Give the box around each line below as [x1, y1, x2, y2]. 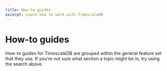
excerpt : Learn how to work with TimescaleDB [5, 12, 103, 17]
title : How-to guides [5, 7, 51, 13]
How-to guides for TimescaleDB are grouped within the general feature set [5, 50, 162, 56]
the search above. [5, 61, 43, 67]
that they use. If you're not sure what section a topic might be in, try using [5, 56, 160, 62]
